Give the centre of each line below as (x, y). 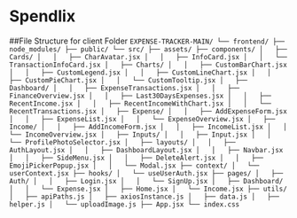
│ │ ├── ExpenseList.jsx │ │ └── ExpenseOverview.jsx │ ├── (142, 119)
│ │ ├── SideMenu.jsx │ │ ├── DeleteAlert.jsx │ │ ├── (137, 158)
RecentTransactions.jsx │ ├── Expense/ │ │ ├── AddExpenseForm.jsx (148, 111)
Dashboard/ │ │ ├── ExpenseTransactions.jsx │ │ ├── (125, 88)
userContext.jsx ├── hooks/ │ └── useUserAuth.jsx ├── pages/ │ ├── (146, 173)
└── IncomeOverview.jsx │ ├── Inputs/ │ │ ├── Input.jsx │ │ (141, 135)
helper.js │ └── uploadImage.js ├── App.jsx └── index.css (125, 204)
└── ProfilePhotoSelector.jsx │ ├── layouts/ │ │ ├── (123, 142)
